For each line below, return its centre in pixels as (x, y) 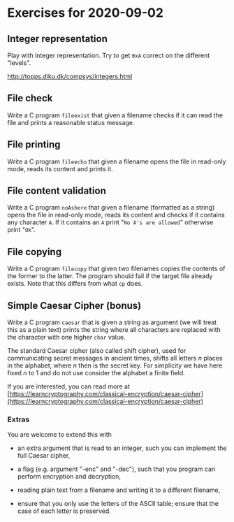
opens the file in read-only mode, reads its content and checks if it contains (116, 215)
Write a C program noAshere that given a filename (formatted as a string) (111, 208)
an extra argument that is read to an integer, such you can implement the (122, 448)
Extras (19, 419)
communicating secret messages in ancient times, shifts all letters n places (115, 358)
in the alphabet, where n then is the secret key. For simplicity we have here (115, 365)
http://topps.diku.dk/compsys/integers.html (70, 76)
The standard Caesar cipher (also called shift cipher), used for (97, 351)
